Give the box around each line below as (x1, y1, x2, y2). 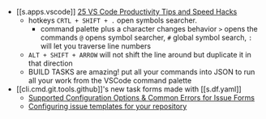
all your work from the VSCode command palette (28, 76, 192, 85)
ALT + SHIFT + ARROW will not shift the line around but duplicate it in (28, 50, 251, 59)
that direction (28, 58, 73, 68)
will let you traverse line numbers (40, 41, 152, 51)
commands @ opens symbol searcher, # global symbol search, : (40, 32, 253, 42)
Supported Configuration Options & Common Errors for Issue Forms (28, 93, 255, 102)
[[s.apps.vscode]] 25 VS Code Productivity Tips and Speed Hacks (15, 7, 238, 16)
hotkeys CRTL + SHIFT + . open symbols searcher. (28, 15, 197, 25)
